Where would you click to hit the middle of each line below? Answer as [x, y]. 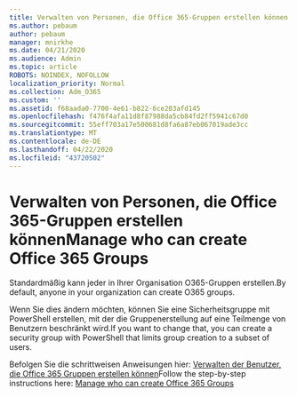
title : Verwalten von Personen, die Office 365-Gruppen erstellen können [149, 17]
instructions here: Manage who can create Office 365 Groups [121, 384]
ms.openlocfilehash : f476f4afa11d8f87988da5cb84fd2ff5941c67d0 [129, 116]
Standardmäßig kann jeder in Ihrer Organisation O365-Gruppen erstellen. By [148, 283]
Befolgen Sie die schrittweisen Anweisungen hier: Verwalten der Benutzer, [145, 364]
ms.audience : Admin [45, 59]
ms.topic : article [43, 67]
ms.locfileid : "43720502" [57, 158]
